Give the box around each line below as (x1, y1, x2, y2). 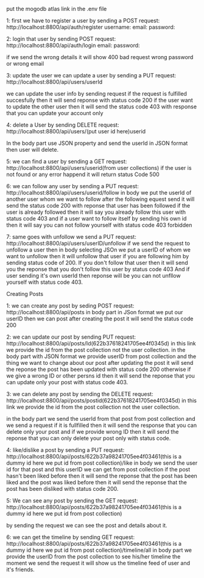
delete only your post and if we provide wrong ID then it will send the (6, 428, 179, 435)
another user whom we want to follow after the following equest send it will (6, 196, 195, 203)
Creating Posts (6, 291, 44, 297)
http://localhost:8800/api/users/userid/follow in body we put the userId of (6, 189, 192, 196)
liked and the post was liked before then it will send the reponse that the (6, 479, 187, 486)
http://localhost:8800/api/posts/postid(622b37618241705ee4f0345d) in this (6, 397, 197, 404)
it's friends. (6, 566, 35, 573)
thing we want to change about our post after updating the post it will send (6, 359, 194, 366)
